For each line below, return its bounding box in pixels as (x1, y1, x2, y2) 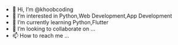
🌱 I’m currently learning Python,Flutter (12, 19, 109, 26)
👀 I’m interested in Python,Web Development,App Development (12, 12, 172, 19)
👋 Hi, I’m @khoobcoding (12, 6, 74, 13)
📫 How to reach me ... (12, 32, 69, 39)
